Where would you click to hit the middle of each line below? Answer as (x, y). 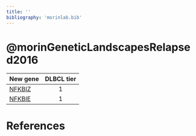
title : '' (19, 12)
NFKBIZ (20, 89)
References (36, 125)
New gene (24, 79)
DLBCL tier (61, 79)
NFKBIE (20, 99)
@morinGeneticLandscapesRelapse (99, 47)
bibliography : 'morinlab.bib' (44, 17)
